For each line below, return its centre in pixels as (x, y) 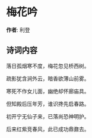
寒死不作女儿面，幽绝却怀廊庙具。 (48, 91)
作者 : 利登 (18, 30)
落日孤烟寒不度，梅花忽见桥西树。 (48, 65)
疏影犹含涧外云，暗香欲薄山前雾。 (48, 79)
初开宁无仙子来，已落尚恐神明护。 (48, 116)
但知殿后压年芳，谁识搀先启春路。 (48, 103)
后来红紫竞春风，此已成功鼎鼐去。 (48, 129)
